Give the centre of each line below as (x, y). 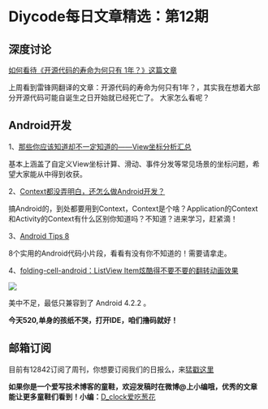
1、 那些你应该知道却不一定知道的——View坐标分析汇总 (100, 146)
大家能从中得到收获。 (51, 174)
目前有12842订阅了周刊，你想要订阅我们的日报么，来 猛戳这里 (111, 369)
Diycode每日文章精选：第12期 (108, 17)
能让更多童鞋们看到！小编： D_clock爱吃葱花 (82, 396)
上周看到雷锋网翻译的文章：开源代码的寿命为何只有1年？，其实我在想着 (127, 87)
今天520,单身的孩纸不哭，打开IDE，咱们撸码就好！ (93, 320)
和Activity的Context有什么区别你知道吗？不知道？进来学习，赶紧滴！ (123, 218)
